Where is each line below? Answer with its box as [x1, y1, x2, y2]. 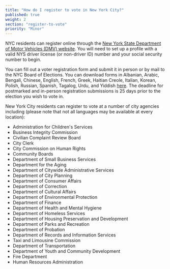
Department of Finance [12, 199, 62, 206]
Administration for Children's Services [12, 124, 93, 130]
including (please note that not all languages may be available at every [5, 109, 153, 115]
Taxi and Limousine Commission [12, 237, 81, 244]
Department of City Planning [12, 172, 73, 178]
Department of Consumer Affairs [12, 178, 81, 184]
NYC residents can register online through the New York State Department [5, 40, 161, 46]
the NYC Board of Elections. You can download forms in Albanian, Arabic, [5, 72, 159, 78]
